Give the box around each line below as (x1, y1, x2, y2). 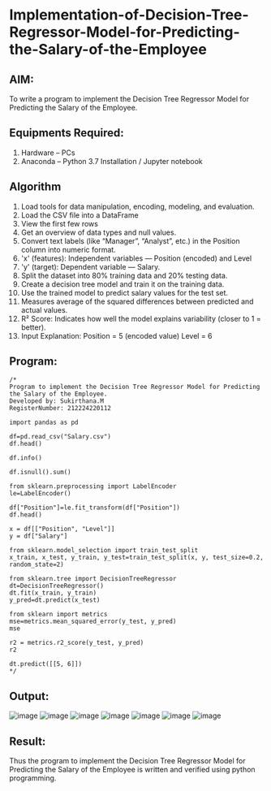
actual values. (20, 305, 68, 314)
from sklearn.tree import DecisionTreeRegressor (9, 575, 177, 583)
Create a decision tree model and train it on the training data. (20, 279, 225, 289)
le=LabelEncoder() (9, 490, 71, 498)
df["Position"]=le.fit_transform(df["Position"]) (9, 504, 181, 512)
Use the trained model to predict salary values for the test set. (20, 287, 229, 297)
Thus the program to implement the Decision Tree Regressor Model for (9, 756, 246, 766)
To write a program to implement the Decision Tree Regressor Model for (9, 94, 250, 103)
